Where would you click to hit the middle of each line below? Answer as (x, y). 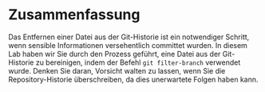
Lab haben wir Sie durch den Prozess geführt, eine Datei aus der (115, 54)
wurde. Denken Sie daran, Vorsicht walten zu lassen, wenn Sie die (117, 70)
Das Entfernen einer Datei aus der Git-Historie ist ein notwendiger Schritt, (129, 37)
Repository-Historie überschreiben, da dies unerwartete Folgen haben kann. (133, 79)
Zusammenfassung (74, 15)
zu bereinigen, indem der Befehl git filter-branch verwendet (138, 62)
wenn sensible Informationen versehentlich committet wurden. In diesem (128, 45)
